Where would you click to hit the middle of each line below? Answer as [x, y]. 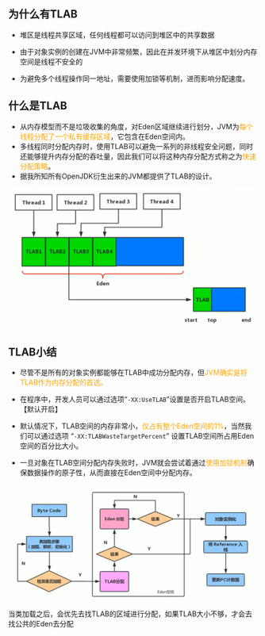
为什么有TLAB [43, 14]
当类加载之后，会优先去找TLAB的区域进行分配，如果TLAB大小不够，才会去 [130, 614]
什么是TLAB [38, 106]
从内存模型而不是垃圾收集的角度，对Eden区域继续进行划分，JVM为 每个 [136, 126]
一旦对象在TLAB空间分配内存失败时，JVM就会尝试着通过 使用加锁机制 [133, 463]
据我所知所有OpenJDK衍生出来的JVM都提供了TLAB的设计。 [118, 176]
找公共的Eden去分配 [41, 624]
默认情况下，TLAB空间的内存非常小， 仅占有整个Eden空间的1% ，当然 [132, 426]
